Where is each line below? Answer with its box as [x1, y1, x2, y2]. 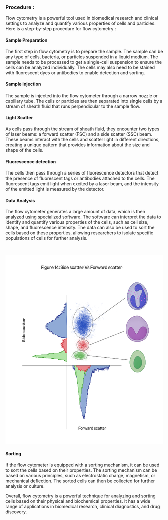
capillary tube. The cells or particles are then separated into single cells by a [5, 98, 163, 104]
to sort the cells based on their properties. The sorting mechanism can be [5, 467, 157, 473]
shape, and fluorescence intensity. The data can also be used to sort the [5, 225, 155, 231]
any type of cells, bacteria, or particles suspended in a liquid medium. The [5, 54, 158, 60]
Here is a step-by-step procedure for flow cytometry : [5, 26, 116, 32]
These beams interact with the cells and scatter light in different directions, [5, 136, 160, 142]
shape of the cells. [5, 147, 44, 153]
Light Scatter [5, 115, 33, 121]
